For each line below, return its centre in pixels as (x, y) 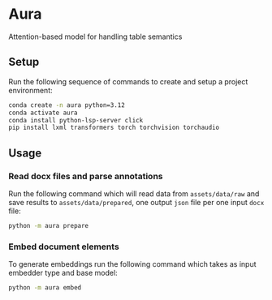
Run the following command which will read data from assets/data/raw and (134, 193)
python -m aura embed (45, 288)
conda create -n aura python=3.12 (67, 105)
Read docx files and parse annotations (86, 176)
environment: (30, 90)
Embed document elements (64, 246)
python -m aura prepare (49, 225)
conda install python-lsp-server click (76, 120)
